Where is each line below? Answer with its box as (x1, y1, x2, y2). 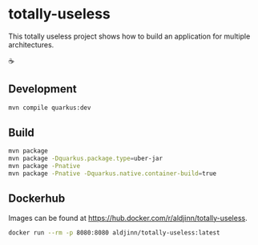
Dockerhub (8, 192, 66, 206)
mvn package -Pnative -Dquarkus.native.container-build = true (8, 169, 217, 178)
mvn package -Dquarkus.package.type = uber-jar (8, 154, 163, 163)
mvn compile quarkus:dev (8, 104, 91, 112)
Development (8, 82, 78, 96)
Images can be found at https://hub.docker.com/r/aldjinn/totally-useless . (8, 213, 248, 223)
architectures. (8, 39, 54, 49)
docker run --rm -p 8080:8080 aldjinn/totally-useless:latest (8, 228, 220, 237)
